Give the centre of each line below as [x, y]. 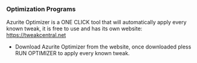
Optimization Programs [41, 9]
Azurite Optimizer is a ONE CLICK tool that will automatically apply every [96, 22]
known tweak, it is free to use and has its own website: [74, 28]
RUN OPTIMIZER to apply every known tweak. [72, 53]
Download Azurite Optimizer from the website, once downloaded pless [103, 47]
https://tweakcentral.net [36, 35]
